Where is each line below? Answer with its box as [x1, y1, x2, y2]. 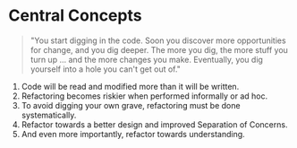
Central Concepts [8, 5, 142, 26]
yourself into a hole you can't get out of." [30, 64, 181, 74]
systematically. [21, 109, 77, 120]
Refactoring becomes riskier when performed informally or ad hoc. [21, 91, 268, 101]
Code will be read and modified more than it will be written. [21, 81, 240, 91]
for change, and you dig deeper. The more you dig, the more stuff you [30, 44, 288, 55]
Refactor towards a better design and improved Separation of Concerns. [21, 118, 288, 130]
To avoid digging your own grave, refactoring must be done [21, 100, 241, 110]
